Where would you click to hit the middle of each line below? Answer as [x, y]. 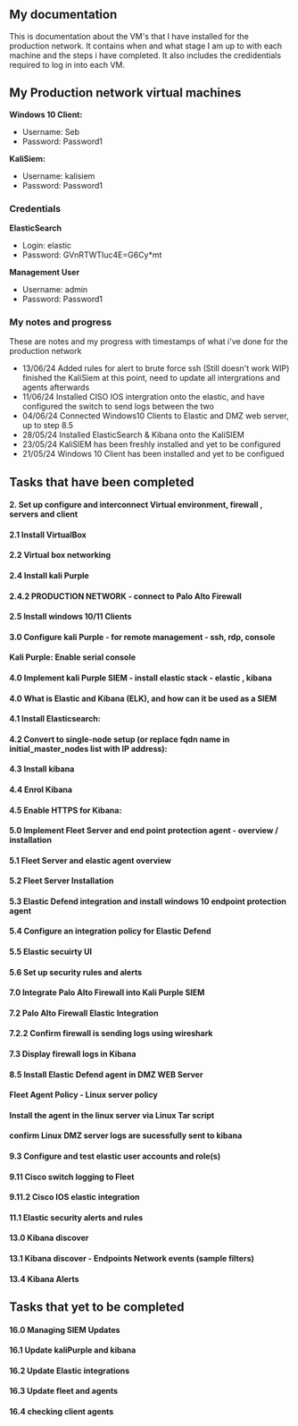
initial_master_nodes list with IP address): [88, 748]
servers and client [44, 514]
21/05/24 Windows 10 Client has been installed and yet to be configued [153, 454]
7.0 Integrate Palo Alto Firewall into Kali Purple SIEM [107, 992]
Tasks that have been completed [102, 482]
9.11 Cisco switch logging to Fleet [72, 1177]
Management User [45, 272]
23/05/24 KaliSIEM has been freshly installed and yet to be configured [151, 444]
